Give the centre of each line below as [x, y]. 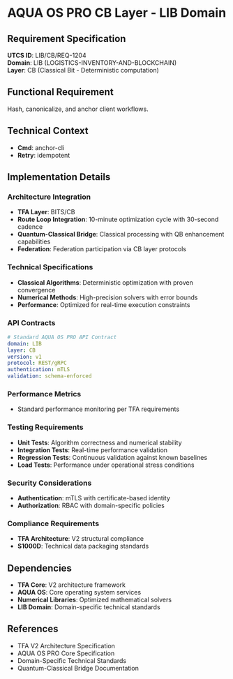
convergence [36, 290]
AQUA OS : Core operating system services [79, 592]
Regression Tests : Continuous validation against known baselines [112, 457]
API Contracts [31, 322]
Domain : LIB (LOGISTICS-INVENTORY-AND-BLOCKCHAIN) [92, 63]
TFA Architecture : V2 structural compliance [81, 539]
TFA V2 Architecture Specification [66, 646]
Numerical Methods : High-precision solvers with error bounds [107, 297]
